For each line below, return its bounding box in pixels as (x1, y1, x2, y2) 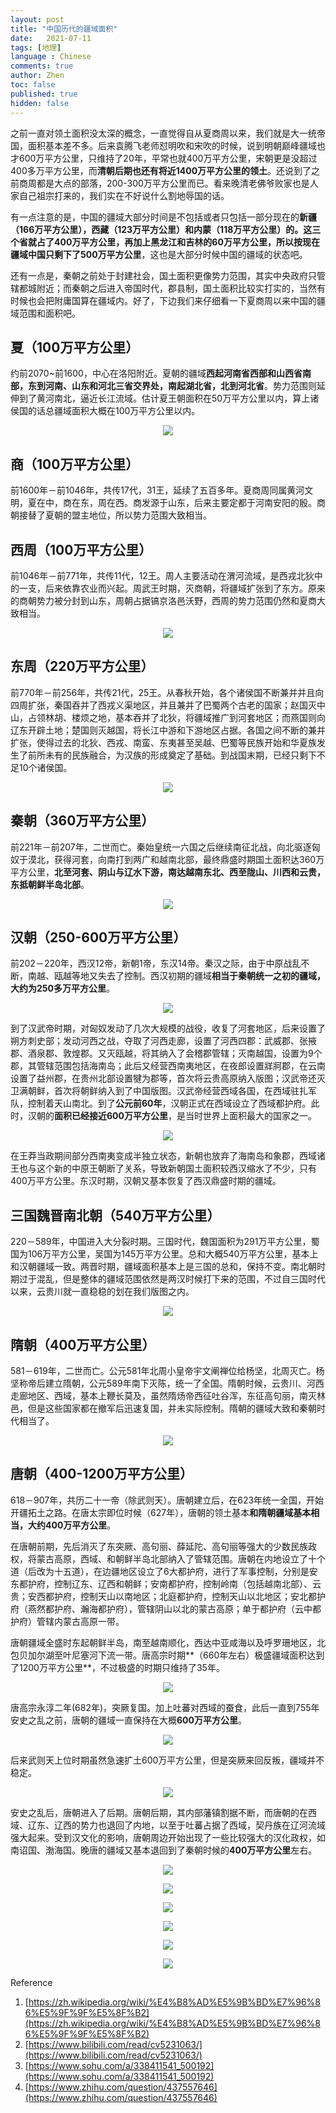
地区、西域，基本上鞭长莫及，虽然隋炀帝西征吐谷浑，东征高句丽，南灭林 (27, 1390, 326, 1401)
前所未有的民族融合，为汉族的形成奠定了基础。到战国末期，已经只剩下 (27, 749, 317, 761)
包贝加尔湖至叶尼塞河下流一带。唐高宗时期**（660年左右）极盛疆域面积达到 (10, 1649, 325, 1661)
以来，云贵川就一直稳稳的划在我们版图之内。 (10, 1286, 195, 1298)
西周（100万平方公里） (10, 541, 153, 558)
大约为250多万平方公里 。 (10, 982, 115, 995)
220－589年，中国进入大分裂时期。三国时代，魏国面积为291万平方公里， (10, 1236, 312, 1248)
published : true (10, 89, 78, 99)
